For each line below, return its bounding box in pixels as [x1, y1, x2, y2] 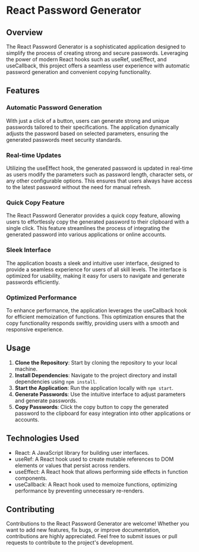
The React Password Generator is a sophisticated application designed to [6, 43, 186, 50]
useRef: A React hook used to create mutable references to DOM [14, 455, 174, 463]
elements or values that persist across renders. [14, 461, 131, 469]
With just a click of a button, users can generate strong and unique [6, 117, 169, 124]
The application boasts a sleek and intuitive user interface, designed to [6, 259, 180, 266]
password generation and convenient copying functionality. [6, 69, 151, 75]
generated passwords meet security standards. [6, 136, 122, 143]
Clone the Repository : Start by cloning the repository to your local [14, 359, 178, 366]
